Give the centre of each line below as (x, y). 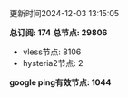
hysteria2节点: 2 (53, 63)
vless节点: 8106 (52, 52)
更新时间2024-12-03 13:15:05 (64, 13)
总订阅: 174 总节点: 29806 (59, 33)
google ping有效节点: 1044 (60, 82)
